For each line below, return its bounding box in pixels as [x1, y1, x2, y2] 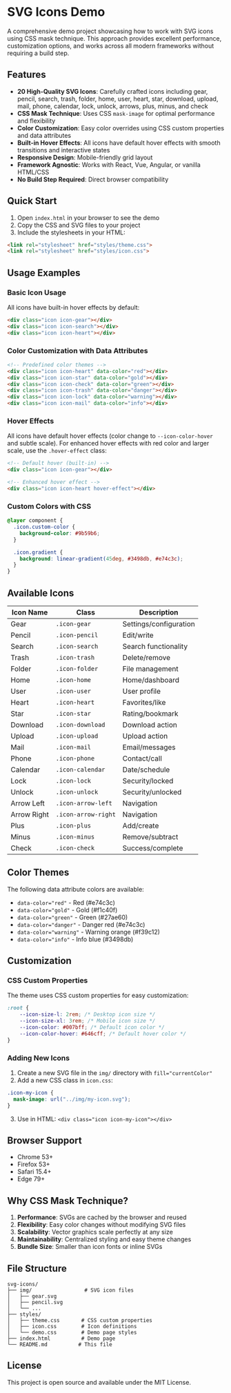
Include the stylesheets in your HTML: [17, 228, 125, 237]
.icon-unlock [55, 788, 99, 796]
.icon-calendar [55, 765, 106, 773]
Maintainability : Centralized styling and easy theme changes [17, 1235, 192, 1243]
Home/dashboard [122, 675, 179, 685]
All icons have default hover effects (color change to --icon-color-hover [7, 432, 214, 440]
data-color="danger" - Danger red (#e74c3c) [17, 920, 145, 928]
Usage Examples [7, 267, 81, 279]
